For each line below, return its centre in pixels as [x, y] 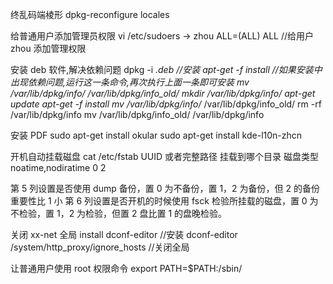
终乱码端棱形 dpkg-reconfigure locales [90, 14]
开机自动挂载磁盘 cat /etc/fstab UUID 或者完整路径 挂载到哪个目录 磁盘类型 [164, 156]
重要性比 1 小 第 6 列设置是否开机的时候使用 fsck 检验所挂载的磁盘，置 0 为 [164, 201]
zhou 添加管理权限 [48, 48]
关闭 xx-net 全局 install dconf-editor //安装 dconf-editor [124, 234]
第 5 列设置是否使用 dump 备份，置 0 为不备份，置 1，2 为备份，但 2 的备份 [165, 188]
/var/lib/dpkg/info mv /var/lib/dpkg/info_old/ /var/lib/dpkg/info [137, 114]
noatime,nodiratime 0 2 [58, 167]
